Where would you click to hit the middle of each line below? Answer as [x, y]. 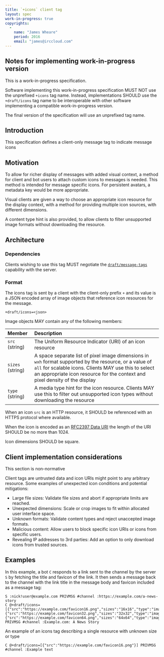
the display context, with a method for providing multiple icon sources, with [81, 205]
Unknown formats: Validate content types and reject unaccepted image [84, 519]
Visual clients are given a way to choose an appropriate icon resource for [79, 200]
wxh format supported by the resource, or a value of [93, 362]
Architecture [25, 240]
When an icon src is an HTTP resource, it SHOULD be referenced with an [79, 412]
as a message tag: [23, 587]
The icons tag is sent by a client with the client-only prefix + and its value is [81, 293]
